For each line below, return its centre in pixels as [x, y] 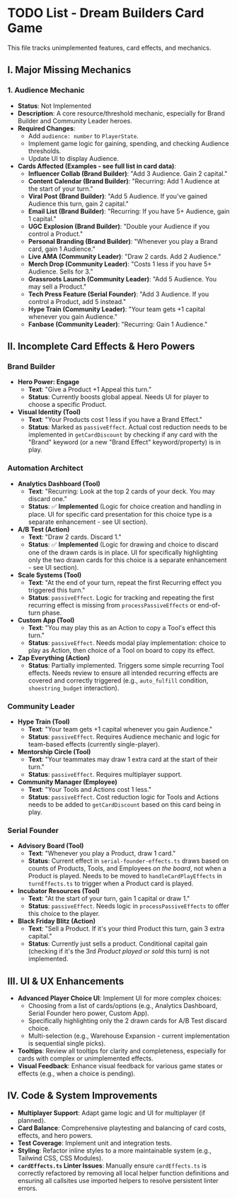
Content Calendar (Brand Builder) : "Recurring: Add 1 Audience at [124, 181]
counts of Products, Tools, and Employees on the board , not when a [127, 868]
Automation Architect [45, 468]
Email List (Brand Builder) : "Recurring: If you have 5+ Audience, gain [129, 211]
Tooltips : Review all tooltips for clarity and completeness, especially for [122, 1051]
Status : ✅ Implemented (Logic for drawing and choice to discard [123, 544]
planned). [31, 1120]
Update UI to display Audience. [73, 158]
